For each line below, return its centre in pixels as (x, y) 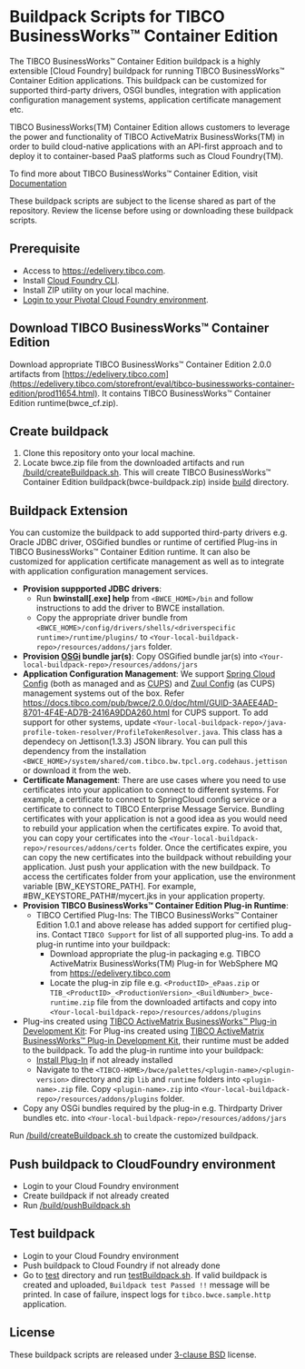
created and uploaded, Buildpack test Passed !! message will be (146, 1285)
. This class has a (250, 732)
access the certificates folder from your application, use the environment (159, 877)
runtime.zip (72, 1003)
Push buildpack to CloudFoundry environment (143, 1164)
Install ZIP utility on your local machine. (96, 290)
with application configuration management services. (109, 571)
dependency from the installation (84, 751)
